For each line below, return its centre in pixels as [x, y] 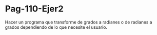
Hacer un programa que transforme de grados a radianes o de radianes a [79, 22]
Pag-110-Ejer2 [34, 9]
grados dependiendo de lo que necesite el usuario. [56, 27]
